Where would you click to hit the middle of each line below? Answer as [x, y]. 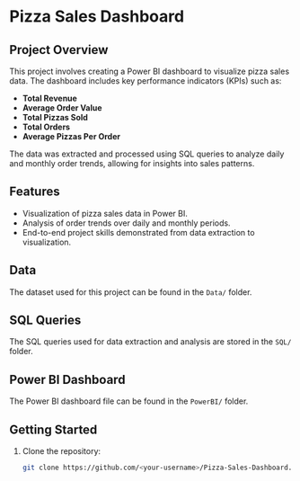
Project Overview [59, 50]
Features [35, 192]
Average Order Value [62, 108]
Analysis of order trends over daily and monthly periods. [126, 223]
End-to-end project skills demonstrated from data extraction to [138, 232]
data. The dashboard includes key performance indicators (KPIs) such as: [146, 81]
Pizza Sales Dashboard [97, 17]
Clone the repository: [62, 451]
